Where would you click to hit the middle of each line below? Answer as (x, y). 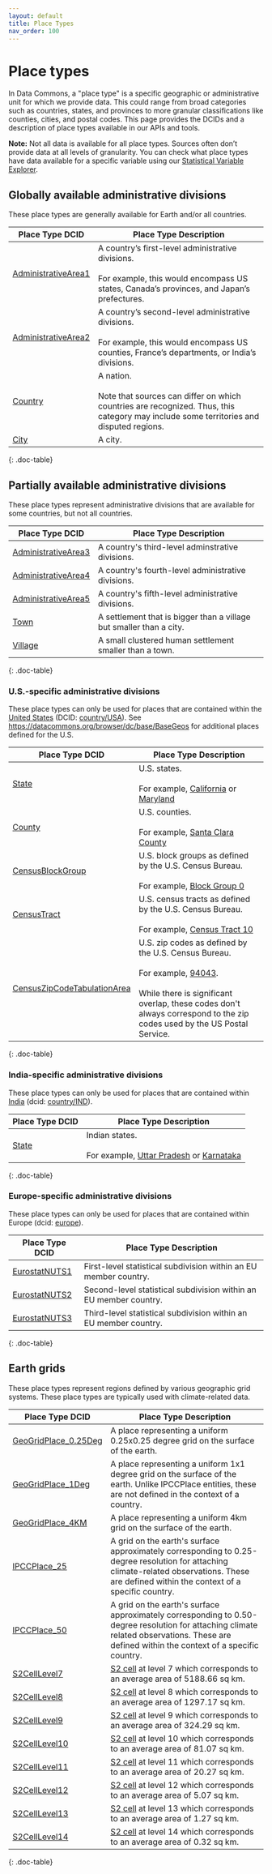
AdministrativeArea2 (51, 337)
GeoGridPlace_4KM (50, 1522)
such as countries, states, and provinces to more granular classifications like (136, 111)
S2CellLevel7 (38, 1673)
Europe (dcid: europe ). (46, 1222)
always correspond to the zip (194, 1014)
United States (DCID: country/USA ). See (75, 717)
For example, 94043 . (178, 973)
